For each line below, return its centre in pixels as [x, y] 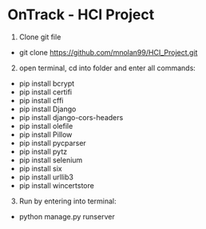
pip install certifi [46, 92]
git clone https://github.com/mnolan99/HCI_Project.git [108, 52]
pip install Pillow [46, 135]
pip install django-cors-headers [71, 117]
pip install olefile [46, 126]
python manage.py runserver [67, 216]
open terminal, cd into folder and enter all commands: [107, 68]
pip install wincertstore [57, 185]
